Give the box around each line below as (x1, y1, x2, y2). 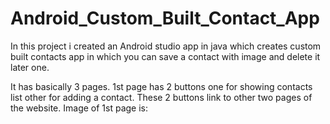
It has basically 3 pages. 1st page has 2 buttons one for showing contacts (10, 80, 313, 92)
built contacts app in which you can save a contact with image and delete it (10, 50, 321, 62)
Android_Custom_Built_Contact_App (10, 7, 320, 30)
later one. (10, 61, 50, 73)
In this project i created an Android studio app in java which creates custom (10, 40, 322, 52)
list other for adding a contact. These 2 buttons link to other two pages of (10, 91, 313, 103)
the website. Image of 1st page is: (10, 102, 149, 114)
